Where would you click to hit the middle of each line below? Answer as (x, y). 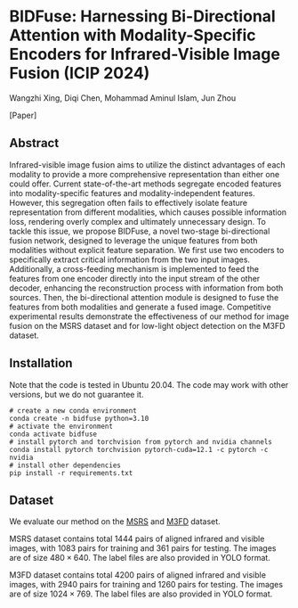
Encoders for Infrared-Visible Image (145, 54)
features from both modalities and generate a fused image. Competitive (140, 307)
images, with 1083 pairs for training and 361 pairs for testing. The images (143, 548)
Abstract (34, 143)
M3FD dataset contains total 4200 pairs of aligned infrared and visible (138, 575)
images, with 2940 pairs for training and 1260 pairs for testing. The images (146, 585)
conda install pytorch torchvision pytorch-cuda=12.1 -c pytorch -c (139, 449)
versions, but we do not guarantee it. (77, 394)
